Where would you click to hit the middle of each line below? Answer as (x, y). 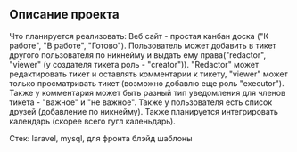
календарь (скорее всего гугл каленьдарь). (92, 121)
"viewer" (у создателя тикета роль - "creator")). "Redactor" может (134, 64)
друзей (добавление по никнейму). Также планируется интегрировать (144, 111)
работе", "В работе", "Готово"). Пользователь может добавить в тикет (143, 45)
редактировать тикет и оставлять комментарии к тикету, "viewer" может (148, 74)
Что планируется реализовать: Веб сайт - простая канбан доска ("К (139, 36)
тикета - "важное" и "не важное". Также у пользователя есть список (141, 102)
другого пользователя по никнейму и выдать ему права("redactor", (137, 55)
